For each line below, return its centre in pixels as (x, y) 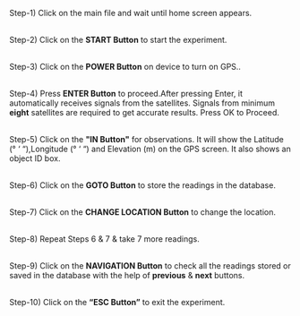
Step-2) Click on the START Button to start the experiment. (118, 40)
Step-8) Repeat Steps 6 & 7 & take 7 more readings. (104, 239)
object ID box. (35, 158)
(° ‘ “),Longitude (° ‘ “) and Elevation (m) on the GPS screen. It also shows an (150, 149)
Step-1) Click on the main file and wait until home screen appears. (131, 13)
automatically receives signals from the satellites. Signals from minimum (142, 103)
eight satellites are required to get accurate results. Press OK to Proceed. (144, 112)
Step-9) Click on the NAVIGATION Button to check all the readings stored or (150, 266)
